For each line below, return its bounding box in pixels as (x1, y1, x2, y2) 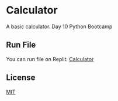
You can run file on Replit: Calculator (6, 55, 94, 62)
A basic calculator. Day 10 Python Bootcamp (6, 23, 113, 30)
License (6, 73, 36, 83)
